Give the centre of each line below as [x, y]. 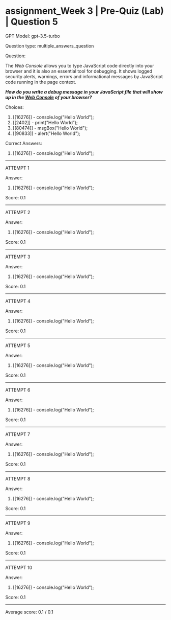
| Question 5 [32, 22]
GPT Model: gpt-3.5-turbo [33, 36]
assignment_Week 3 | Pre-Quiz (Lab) [85, 11]
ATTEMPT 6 [18, 390]
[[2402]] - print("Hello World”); [45, 122]
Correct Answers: [24, 143]
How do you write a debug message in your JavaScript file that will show [84, 91]
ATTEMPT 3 [18, 257]
